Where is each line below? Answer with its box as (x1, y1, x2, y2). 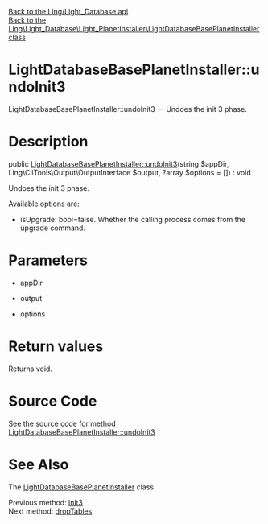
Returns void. (8, 364, 52, 373)
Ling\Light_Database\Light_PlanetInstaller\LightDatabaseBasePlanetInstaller (8, 24, 260, 33)
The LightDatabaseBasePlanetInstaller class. (8, 482, 156, 492)
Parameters (8, 251, 89, 270)
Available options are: (8, 199, 80, 208)
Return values (8, 337, 104, 355)
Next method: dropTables (8, 506, 93, 516)
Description (8, 133, 89, 151)
